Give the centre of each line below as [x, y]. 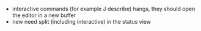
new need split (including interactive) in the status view [82, 22]
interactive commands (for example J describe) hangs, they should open [104, 9]
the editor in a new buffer [44, 15]
